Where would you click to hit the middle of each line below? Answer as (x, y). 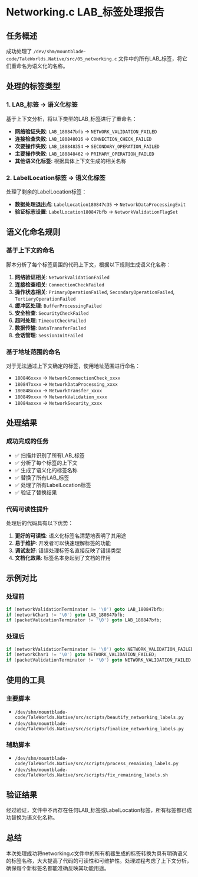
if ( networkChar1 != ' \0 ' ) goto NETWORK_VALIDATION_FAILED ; (82, 654)
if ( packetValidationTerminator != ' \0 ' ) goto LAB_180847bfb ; (84, 620)
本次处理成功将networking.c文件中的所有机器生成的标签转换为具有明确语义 (97, 853)
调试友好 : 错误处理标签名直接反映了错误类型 (68, 550)
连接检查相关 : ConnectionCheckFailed (60, 284)
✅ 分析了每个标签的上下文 (46, 463)
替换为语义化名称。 (34, 817)
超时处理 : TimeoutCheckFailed (50, 320)
